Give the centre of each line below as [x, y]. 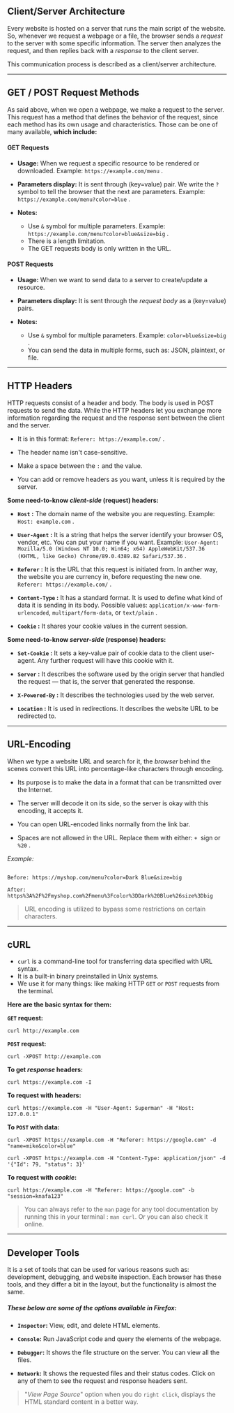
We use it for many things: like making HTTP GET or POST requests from [118, 983]
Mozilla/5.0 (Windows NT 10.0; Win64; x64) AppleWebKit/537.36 [111, 549]
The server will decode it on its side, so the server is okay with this [113, 803]
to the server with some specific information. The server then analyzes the [114, 43]
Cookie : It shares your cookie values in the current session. [102, 626]
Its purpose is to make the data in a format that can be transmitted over [119, 782]
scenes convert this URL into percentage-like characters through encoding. [116, 768]
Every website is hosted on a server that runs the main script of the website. [117, 28]
